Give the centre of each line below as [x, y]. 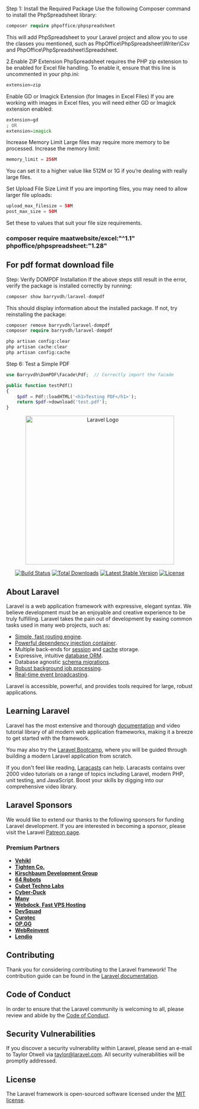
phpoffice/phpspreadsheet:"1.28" [57, 245]
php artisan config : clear [38, 342]
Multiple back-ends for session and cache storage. [77, 649]
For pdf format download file [60, 265]
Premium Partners [33, 848]
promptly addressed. [32, 1061]
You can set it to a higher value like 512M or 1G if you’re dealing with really [97, 171]
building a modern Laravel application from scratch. [69, 756]
